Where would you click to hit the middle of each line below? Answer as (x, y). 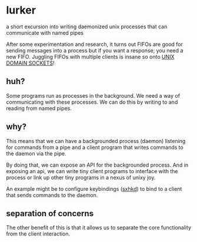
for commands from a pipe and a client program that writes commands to (95, 147)
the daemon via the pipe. (36, 153)
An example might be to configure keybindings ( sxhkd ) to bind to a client (94, 188)
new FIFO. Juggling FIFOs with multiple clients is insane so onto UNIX (90, 57)
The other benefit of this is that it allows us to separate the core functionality (99, 228)
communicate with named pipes (45, 32)
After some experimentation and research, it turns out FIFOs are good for (95, 44)
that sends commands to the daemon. (52, 195)
